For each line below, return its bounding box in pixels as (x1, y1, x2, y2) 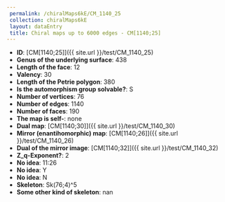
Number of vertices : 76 (16, 93, 84, 101)
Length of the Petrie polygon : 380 (16, 77, 115, 86)
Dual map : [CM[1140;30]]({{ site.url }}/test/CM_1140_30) (16, 122, 175, 130)
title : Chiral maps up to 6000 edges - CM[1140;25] (9, 29, 162, 37)
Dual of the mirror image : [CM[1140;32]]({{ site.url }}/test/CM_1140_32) (16, 144, 219, 152)
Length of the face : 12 (16, 63, 81, 71)
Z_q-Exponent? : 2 (16, 151, 70, 160)
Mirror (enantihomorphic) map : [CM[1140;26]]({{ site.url (16, 129, 179, 138)
